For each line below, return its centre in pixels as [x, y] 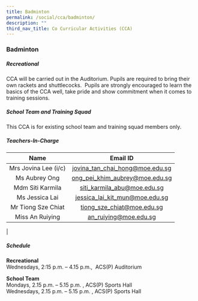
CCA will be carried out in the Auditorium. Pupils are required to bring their [98, 79]
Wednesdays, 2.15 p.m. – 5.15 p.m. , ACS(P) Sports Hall [74, 291]
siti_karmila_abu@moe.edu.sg [122, 188]
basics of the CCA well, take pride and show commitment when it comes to [99, 92]
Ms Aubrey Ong [37, 178]
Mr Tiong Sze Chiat [37, 207]
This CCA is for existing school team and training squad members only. [94, 127]
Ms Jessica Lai [37, 197]
